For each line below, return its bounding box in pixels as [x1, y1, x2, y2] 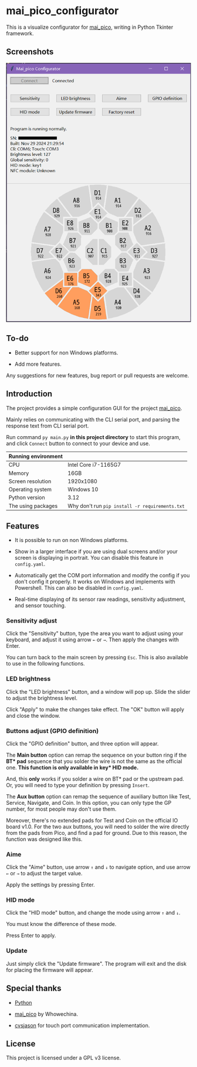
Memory [8, 469, 29, 477]
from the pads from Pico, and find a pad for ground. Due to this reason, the [6, 829, 188, 836]
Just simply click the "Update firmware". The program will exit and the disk [6, 960, 186, 967]
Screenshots [6, 47, 54, 57]
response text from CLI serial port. [6, 422, 89, 429]
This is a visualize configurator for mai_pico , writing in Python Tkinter [6, 24, 174, 31]
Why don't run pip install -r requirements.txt [67, 502, 185, 509]
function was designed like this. [6, 835, 83, 842]
